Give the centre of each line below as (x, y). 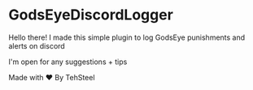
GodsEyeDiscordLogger (91, 15)
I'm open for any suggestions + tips (68, 62)
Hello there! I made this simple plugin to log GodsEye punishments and (127, 37)
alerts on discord (37, 45)
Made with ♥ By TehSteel (52, 77)
